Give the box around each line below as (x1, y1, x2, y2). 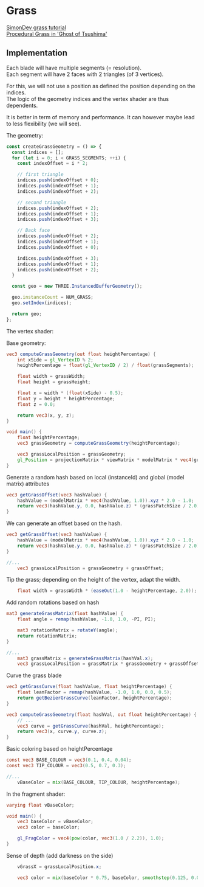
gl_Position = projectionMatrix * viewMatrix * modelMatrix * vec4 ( (17, 457, 194, 463)
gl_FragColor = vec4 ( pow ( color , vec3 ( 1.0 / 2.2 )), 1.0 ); (17, 835, 165, 841)
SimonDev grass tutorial (6, 24, 67, 31)
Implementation (6, 48, 68, 58)
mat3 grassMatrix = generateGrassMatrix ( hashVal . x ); (17, 655, 154, 661)
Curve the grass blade (6, 672, 62, 679)
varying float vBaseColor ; (6, 802, 75, 808)
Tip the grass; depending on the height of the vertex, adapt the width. (6, 576, 181, 583)
